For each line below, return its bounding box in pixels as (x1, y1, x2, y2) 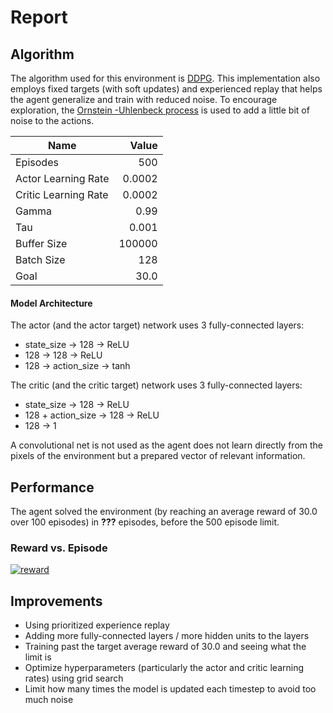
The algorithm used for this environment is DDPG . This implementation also (10, 72, 321, 84)
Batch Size (15, 253, 66, 266)
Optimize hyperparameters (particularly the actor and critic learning (24, 662, 305, 674)
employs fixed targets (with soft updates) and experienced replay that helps (10, 83, 323, 95)
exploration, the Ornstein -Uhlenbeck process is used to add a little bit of (10, 104, 310, 116)
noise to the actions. (10, 115, 95, 126)
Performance (10, 479, 95, 496)
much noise (24, 694, 74, 706)
